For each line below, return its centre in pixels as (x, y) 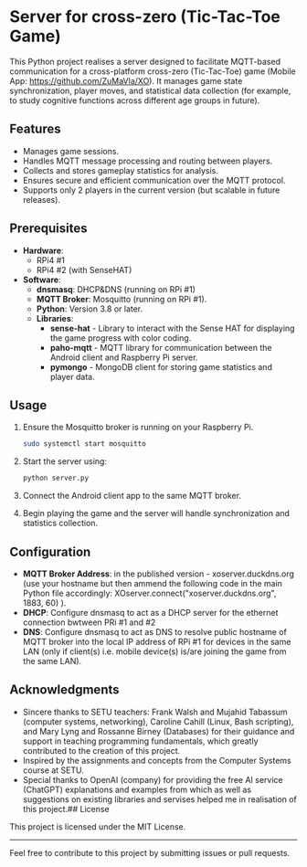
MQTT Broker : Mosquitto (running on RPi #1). (122, 299)
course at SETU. (53, 770)
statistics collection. (60, 523)
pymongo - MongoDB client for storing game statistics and (161, 366)
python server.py (56, 478)
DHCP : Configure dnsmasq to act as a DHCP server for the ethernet (150, 612)
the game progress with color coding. (121, 338)
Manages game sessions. (71, 151)
